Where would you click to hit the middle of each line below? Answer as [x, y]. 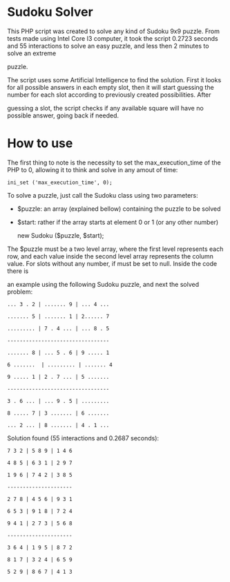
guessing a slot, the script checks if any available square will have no [105, 108]
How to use [40, 143]
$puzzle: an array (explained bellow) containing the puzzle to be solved [119, 209]
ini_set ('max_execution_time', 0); [60, 182]
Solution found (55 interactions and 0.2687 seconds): [83, 438]
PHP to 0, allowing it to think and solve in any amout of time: [93, 169]
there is [18, 271]
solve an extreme [32, 53]
